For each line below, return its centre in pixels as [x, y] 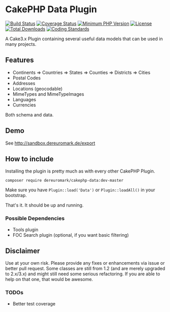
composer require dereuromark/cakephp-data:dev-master [64, 181]
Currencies [24, 105]
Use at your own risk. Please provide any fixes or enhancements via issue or [85, 263]
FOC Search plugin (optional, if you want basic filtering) [71, 235]
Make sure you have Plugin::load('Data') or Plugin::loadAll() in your [80, 190]
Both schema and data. [29, 115]
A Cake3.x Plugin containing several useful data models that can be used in [84, 39]
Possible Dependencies [35, 218]
